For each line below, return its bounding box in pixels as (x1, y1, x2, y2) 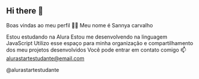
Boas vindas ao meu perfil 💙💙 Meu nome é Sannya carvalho (6, 21, 153, 29)
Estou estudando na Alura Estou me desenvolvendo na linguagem (6, 33, 168, 40)
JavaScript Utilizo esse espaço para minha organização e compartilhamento (6, 39, 194, 46)
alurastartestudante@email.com (6, 55, 85, 62)
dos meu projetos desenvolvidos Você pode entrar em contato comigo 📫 (6, 46, 186, 53)
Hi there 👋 (6, 6, 43, 16)
